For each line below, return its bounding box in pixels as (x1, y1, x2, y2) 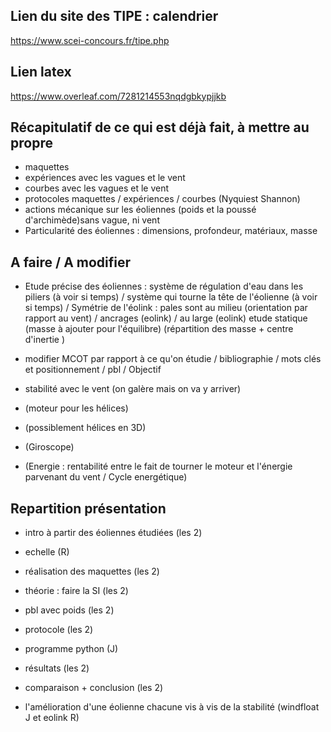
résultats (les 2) (24, 662, 90, 674)
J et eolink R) (24, 712, 80, 724)
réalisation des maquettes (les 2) (24, 565, 160, 578)
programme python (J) (24, 643, 119, 655)
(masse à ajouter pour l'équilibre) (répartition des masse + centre (24, 323, 294, 335)
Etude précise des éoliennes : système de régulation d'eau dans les (24, 280, 304, 293)
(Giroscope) (24, 441, 75, 453)
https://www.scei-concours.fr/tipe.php (10, 34, 170, 46)
